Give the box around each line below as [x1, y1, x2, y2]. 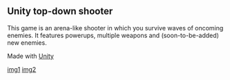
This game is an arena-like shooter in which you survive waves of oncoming [7, 23, 224, 32]
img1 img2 [7, 65, 37, 73]
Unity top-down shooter [7, 6, 113, 17]
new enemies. [7, 38, 47, 47]
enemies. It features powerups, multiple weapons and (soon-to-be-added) [7, 31, 220, 39]
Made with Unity [7, 52, 54, 60]
